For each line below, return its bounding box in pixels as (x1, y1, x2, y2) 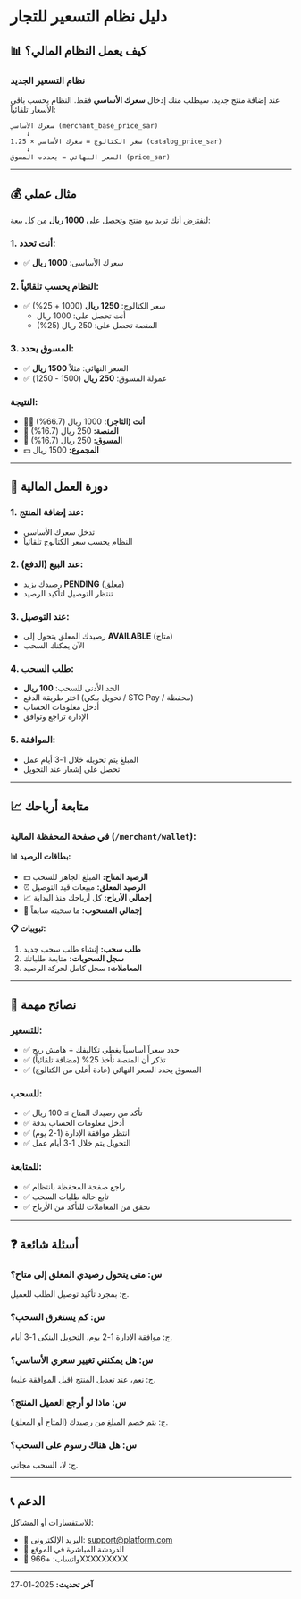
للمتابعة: (10, 1161, 43, 1173)
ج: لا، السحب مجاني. (10, 1459, 79, 1470)
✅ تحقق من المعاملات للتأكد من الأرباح (22, 1201, 151, 1212)
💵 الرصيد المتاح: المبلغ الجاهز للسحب (22, 872, 148, 883)
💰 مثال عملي (10, 186, 77, 202)
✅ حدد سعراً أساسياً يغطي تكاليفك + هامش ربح (22, 1045, 180, 1055)
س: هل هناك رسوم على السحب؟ (10, 1439, 138, 1451)
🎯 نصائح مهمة (10, 997, 77, 1012)
